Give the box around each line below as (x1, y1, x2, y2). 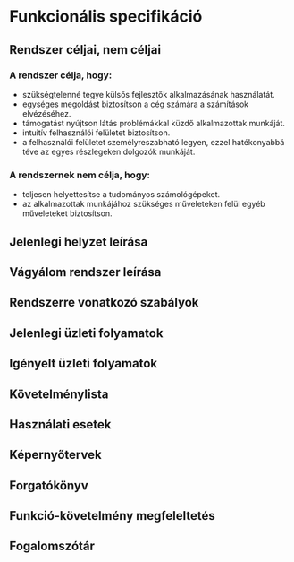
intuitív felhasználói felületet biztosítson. (21, 127, 171, 138)
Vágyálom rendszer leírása (9, 264, 162, 280)
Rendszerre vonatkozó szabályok (9, 295, 199, 310)
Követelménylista (9, 386, 109, 402)
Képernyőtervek (9, 447, 102, 463)
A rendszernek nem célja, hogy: (9, 169, 150, 181)
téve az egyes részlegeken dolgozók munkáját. (21, 146, 196, 157)
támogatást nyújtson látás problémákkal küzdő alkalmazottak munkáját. (21, 117, 286, 128)
